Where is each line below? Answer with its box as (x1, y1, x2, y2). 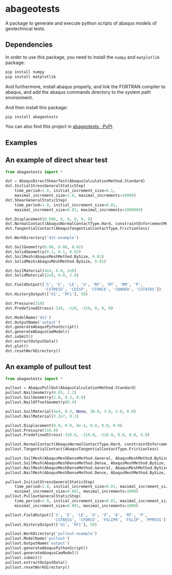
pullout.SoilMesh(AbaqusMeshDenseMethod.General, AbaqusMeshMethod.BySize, (5, 456, 170, 461)
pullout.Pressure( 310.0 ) (5, 428, 58, 433)
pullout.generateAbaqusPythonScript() (5, 546, 88, 551)
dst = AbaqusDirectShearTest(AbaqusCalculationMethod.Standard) (5, 179, 145, 184)
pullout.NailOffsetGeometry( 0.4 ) (5, 400, 77, 405)
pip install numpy (5, 69, 45, 74)
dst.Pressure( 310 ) (5, 301, 45, 306)
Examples (5, 138, 37, 147)
